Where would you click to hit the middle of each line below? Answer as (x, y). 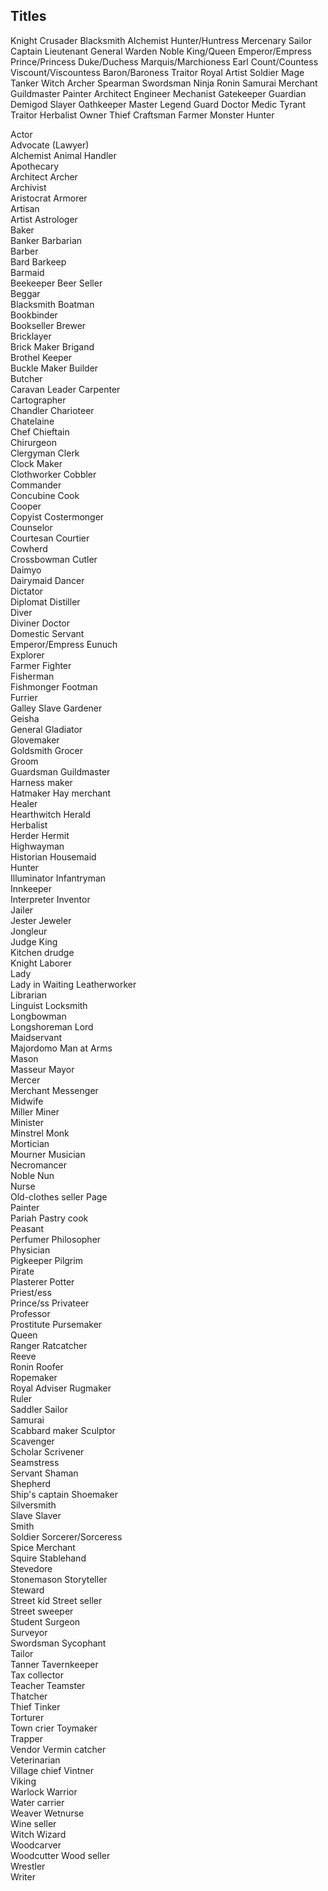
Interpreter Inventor (50, 899)
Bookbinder (34, 315)
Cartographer (38, 400)
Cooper (26, 506)
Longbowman (38, 1016)
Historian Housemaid (53, 856)
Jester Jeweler (41, 920)
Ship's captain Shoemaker (64, 1494)
